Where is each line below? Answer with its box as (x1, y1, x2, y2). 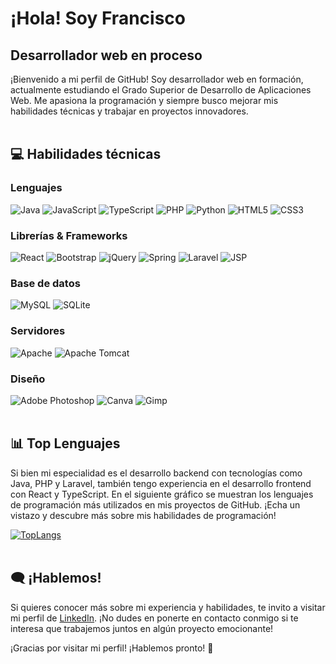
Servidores (10, 324, 66, 338)
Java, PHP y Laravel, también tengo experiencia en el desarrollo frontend (10, 477, 312, 489)
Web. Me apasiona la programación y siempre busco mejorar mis (10, 95, 279, 106)
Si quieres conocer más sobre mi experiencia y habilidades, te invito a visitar (10, 601, 326, 613)
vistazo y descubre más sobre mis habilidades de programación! (10, 509, 277, 521)
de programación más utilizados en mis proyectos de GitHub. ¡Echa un (10, 498, 301, 511)
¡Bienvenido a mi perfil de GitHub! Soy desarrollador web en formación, (10, 73, 304, 85)
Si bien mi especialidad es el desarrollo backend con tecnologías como (10, 467, 303, 479)
